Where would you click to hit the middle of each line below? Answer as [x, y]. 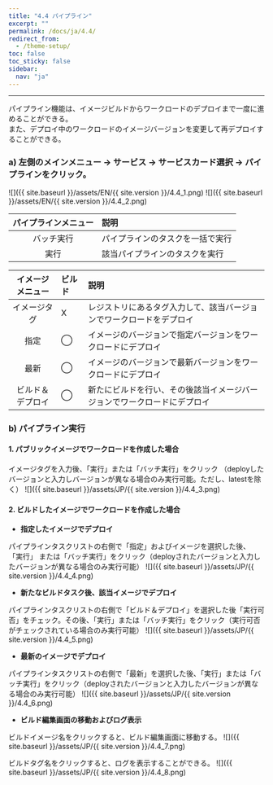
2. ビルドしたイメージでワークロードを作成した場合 [95, 509]
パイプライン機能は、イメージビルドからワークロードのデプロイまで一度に [133, 108]
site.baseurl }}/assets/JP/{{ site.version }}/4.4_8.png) [97, 772]
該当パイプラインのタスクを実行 [162, 253]
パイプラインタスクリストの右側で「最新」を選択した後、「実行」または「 [131, 673]
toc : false [27, 54]
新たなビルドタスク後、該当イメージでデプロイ [98, 593]
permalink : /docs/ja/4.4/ [52, 31]
